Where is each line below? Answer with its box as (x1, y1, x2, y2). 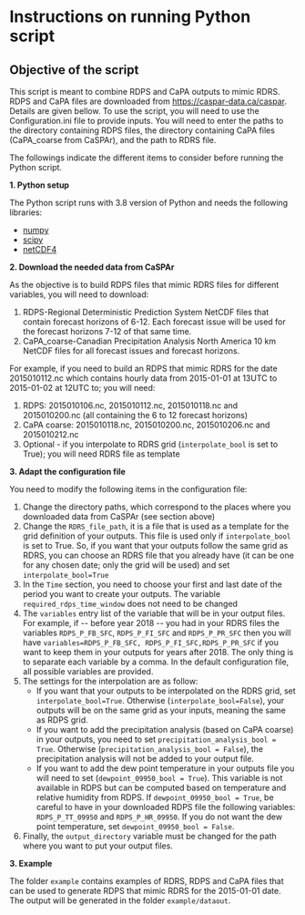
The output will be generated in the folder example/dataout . (9, 895, 231, 906)
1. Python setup (9, 180, 70, 190)
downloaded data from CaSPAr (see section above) (22, 511, 216, 521)
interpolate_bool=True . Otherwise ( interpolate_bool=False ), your (36, 695, 285, 705)
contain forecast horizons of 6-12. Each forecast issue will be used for (22, 316, 286, 327)
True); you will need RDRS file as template (22, 448, 180, 459)
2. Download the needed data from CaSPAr (9, 262, 175, 272)
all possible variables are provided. (22, 666, 154, 676)
